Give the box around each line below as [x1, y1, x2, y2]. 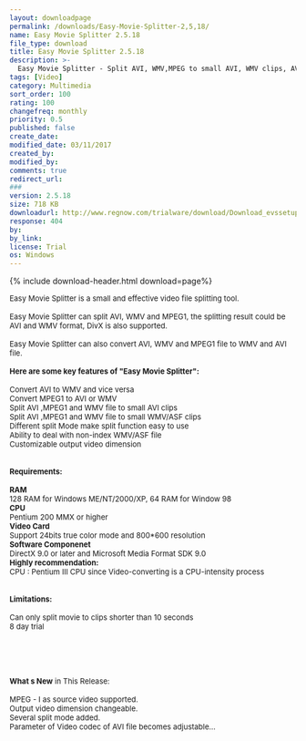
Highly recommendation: [9, 558, 99, 568]
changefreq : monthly [9, 107, 88, 116]
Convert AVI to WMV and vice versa [9, 385, 135, 395]
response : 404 [9, 216, 64, 226]
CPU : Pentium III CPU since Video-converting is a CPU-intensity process [9, 567, 265, 577]
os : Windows [9, 251, 55, 260]
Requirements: [9, 467, 63, 477]
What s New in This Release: [9, 676, 110, 686]
